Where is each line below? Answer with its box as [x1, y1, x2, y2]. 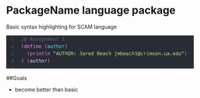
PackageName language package [6, 4, 176, 17]
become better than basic [14, 86, 79, 93]
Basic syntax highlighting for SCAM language [6, 23, 117, 30]
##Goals [6, 74, 27, 81]
